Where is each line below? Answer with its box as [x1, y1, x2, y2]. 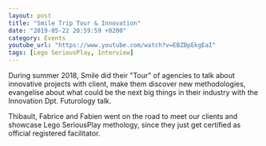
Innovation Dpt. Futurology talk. [8, 97, 112, 105]
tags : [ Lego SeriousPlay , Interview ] [8, 49, 134, 57]
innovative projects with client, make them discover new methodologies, [8, 79, 246, 89]
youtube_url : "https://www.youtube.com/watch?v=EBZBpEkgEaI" [8, 41, 216, 49]
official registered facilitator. [8, 128, 101, 138]
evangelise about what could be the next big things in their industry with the [8, 88, 258, 97]
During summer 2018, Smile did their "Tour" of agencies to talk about [8, 71, 236, 80]
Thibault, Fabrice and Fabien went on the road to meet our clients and [8, 112, 238, 120]
